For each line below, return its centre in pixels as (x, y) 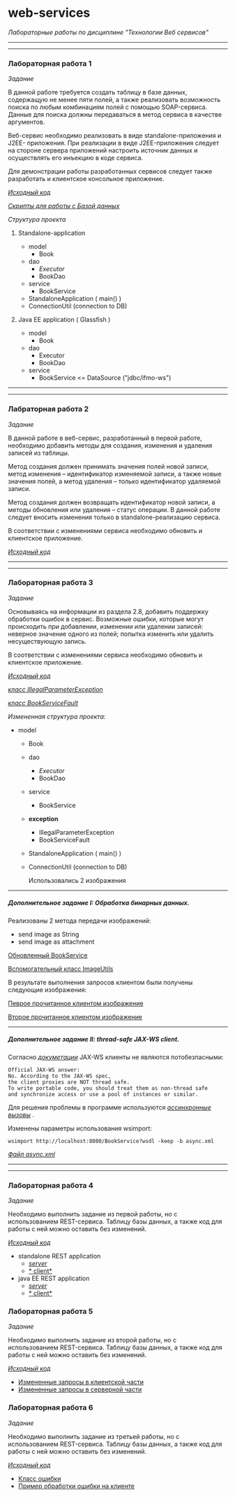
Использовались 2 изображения (77, 880)
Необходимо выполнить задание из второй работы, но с (92, 1340)
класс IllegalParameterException (55, 689)
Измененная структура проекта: (57, 716)
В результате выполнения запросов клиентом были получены (100, 982)
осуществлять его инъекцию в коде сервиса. (76, 158)
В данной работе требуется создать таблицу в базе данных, (98, 92)
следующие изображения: (47, 989)
